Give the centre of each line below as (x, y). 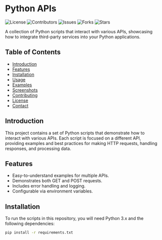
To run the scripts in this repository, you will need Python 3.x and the (74, 218)
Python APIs (31, 9)
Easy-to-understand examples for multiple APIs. (60, 176)
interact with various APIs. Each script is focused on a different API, (73, 138)
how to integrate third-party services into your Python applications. (73, 37)
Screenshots (25, 90)
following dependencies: (30, 224)
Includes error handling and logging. (49, 186)
